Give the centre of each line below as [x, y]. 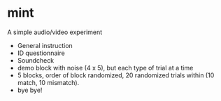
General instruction [45, 45]
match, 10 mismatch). [48, 82]
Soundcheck [36, 60]
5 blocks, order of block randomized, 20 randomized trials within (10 [116, 75]
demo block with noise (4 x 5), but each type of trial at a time [105, 68]
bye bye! [30, 90]
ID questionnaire [41, 53]
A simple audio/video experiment [55, 32]
